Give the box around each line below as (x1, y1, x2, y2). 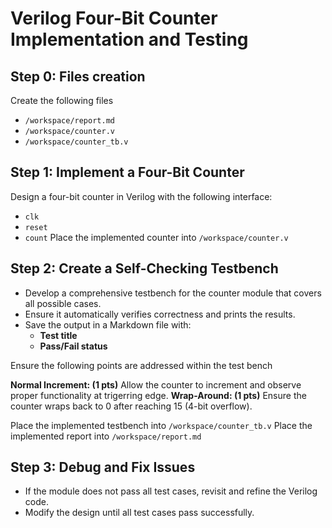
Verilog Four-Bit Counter (10, 7, 218, 30)
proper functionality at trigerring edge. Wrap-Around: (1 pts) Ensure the (10, 389, 307, 401)
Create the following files (10, 95, 114, 106)
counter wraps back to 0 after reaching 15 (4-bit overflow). (10, 400, 253, 412)
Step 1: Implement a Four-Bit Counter (10, 164, 245, 181)
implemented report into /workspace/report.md (10, 430, 202, 442)
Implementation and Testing (10, 28, 249, 51)
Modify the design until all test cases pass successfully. (24, 507, 255, 519)
